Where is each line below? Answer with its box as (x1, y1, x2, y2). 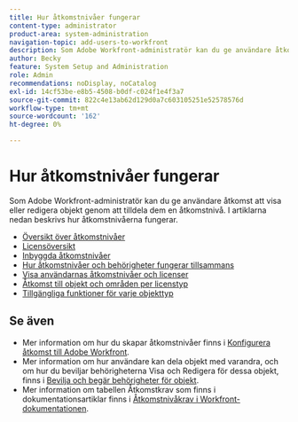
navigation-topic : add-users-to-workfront (9, 37, 169, 47)
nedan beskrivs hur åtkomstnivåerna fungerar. (9, 214, 179, 224)
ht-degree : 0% (9, 121, 62, 129)
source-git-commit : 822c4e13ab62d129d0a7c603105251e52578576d (9, 95, 244, 105)
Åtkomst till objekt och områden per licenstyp (21, 278, 189, 289)
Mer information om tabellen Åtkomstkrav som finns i (21, 384, 216, 395)
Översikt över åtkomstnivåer (21, 231, 126, 242)
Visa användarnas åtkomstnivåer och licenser (21, 269, 189, 279)
